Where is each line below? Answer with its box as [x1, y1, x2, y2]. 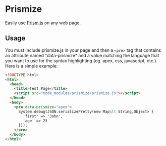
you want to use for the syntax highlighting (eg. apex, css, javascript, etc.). [5, 58, 158, 64]
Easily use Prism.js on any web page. [5, 20, 81, 26]
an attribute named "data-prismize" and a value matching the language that [5, 52, 160, 58]
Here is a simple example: [5, 63, 58, 69]
